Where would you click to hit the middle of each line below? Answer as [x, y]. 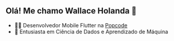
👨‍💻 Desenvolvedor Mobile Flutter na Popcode [71, 25]
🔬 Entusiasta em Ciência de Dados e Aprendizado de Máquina [91, 31]
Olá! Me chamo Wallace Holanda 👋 [71, 11]
